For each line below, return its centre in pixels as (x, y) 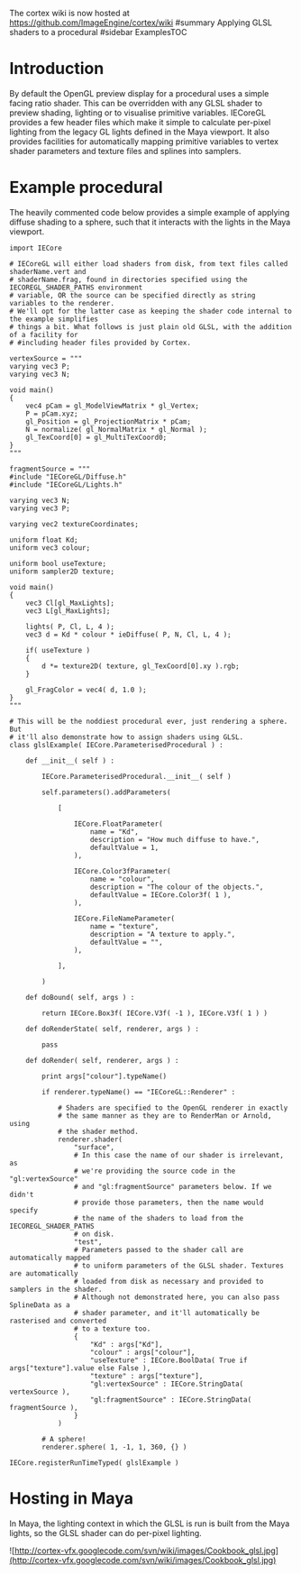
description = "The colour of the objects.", (177, 887)
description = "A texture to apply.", (163, 934)
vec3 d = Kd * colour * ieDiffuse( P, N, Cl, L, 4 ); (128, 635)
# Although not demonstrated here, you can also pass (177, 1297)
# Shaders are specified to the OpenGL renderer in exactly (173, 1108)
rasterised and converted (58, 1321)
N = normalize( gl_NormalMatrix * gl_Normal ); (116, 429)
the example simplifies (54, 319)
